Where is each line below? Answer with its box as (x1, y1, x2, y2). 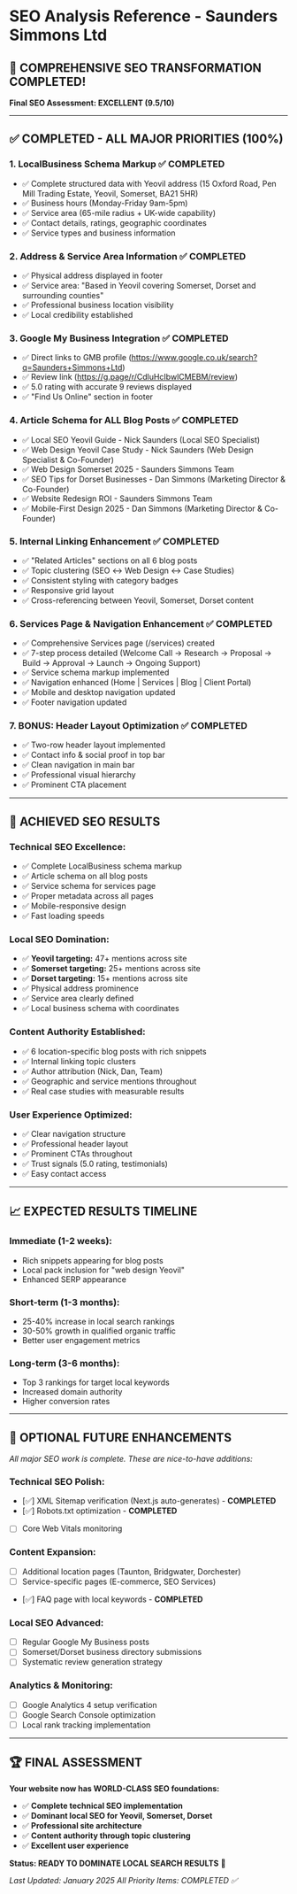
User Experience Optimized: (9, 1109, 133, 1121)
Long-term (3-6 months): (9, 1357, 120, 1369)
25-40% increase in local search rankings (21, 1317, 175, 1327)
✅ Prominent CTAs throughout (21, 1148, 133, 1159)
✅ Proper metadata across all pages (21, 891, 155, 901)
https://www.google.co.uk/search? (131, 352, 258, 363)
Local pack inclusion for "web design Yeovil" (21, 1264, 186, 1275)
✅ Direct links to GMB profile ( (21, 352, 132, 363)
